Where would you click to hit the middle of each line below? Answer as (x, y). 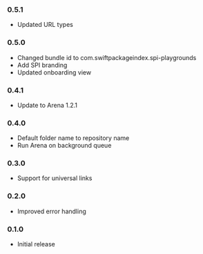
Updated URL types (45, 25)
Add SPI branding (42, 65)
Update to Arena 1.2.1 (47, 105)
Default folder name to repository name (73, 138)
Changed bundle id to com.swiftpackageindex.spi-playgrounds (107, 57)
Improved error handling (51, 211)
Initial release (36, 244)
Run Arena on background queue (64, 146)
